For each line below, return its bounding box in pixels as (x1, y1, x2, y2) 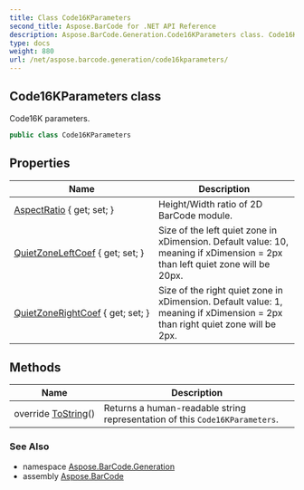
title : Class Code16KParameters (9, 13, 131, 23)
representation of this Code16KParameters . (103, 413, 279, 426)
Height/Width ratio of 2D (157, 197, 263, 210)
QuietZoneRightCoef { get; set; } (14, 306, 150, 319)
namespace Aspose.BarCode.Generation (22, 461, 175, 472)
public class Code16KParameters (9, 130, 131, 139)
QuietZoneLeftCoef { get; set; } (14, 246, 145, 259)
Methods (9, 360, 62, 375)
